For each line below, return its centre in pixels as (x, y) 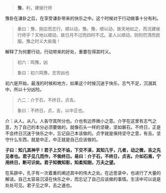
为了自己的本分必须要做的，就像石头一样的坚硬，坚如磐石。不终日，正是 (87, 127)
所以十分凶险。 (29, 89)
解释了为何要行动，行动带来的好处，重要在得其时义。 (59, 52)
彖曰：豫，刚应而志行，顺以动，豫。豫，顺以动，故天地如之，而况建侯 (89, 29)
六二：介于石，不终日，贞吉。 (47, 100)
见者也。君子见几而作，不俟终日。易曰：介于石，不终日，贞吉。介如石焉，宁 (83, 156)
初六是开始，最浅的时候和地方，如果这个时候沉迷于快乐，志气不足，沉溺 (79, 83)
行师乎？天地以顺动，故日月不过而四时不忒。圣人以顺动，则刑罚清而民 (89, 35)
